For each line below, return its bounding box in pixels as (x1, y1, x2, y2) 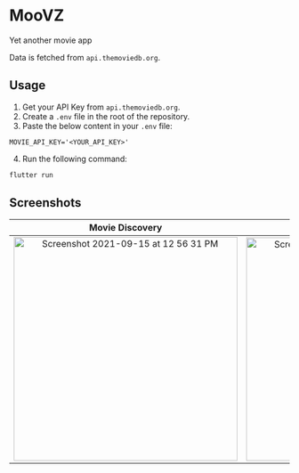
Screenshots (9, 195, 82, 210)
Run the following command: (21, 153, 127, 164)
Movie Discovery (88, 222, 163, 234)
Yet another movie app (9, 35, 93, 45)
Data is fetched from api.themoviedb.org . (9, 52, 161, 62)
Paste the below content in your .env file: (21, 120, 174, 131)
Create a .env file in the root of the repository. (21, 110, 190, 121)
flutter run (9, 170, 53, 179)
